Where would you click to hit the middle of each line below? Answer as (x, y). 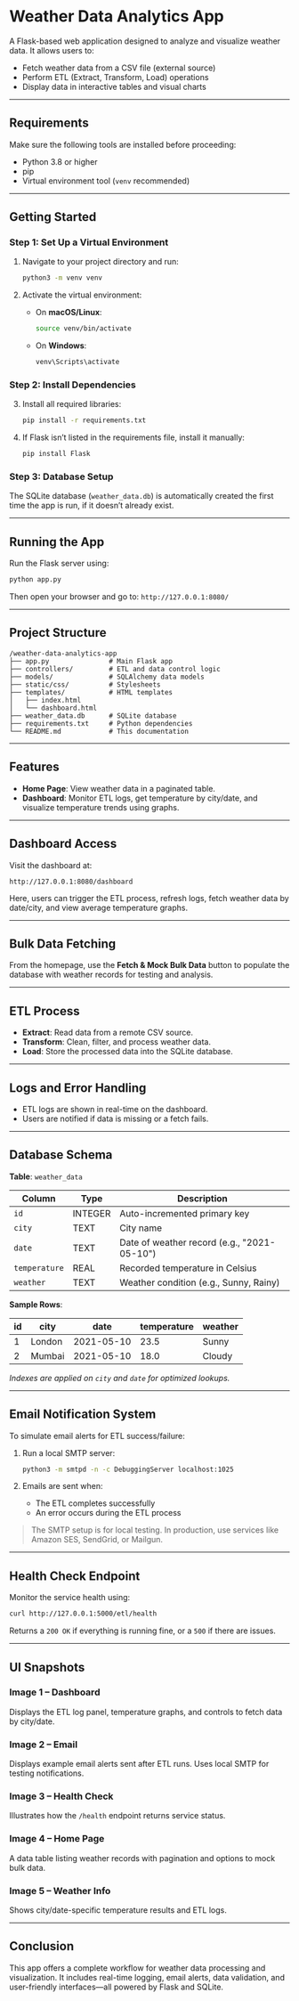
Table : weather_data (46, 1176)
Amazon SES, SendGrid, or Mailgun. (97, 1540)
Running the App (57, 542)
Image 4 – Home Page (57, 1839)
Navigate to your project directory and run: (101, 262)
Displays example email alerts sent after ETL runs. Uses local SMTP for (139, 1764)
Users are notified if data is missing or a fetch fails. (115, 1118)
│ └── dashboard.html (53, 708)
